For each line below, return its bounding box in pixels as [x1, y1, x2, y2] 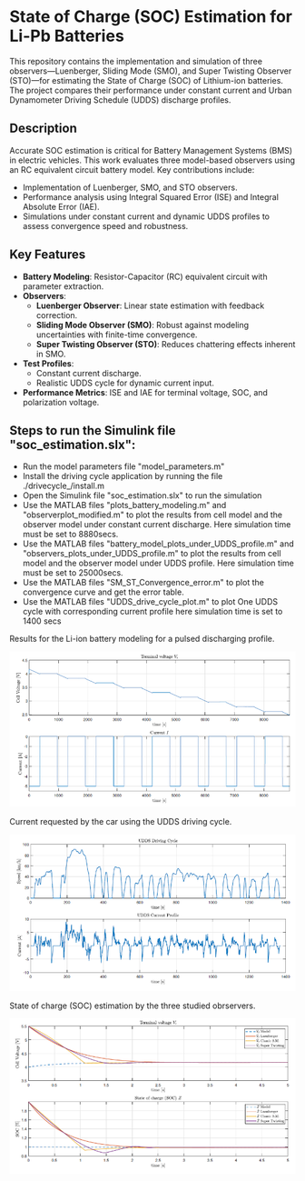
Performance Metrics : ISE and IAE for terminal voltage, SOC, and [22, 386, 268, 397]
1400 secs [22, 616, 62, 626]
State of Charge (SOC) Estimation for [9, 6, 293, 27]
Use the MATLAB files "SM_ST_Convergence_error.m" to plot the [22, 577, 265, 588]
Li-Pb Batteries [9, 25, 124, 46]
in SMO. [35, 348, 66, 359]
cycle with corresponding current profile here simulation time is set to [22, 606, 283, 617]
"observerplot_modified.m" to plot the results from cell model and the [22, 509, 283, 520]
